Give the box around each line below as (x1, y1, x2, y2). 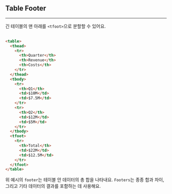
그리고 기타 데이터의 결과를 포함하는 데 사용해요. (5, 183, 101, 189)
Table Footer (5, 4, 47, 13)
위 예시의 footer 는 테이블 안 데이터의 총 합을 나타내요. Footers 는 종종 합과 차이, (5, 177, 165, 183)
